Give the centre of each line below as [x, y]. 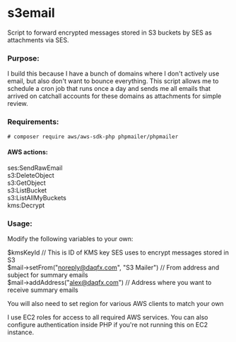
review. [18, 104]
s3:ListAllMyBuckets [37, 197]
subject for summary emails [48, 275]
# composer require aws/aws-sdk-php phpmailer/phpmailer [93, 136]
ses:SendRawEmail [35, 168]
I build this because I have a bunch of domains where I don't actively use [113, 74]
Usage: [20, 224]
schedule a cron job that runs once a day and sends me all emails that [109, 89]
